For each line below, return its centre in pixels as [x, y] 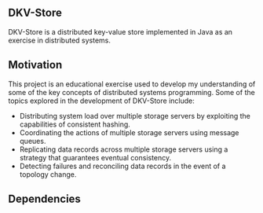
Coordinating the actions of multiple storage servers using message [129, 132]
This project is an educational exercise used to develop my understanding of [132, 84]
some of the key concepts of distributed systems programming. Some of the [131, 92]
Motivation [35, 65]
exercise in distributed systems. [60, 40]
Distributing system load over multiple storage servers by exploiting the [135, 116]
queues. [33, 141]
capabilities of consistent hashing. [75, 124]
